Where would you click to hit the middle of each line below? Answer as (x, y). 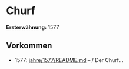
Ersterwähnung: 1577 (33, 27)
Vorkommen (29, 46)
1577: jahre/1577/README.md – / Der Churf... (69, 60)
